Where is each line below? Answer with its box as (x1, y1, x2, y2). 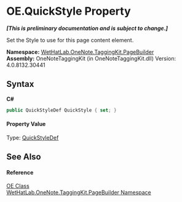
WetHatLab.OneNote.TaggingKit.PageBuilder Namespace (6, 189, 152, 196)
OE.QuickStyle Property (6, 4, 131, 18)
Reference (6, 168, 34, 176)
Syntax (6, 79, 34, 89)
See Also (6, 152, 41, 162)
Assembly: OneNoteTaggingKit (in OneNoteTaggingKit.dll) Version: (6, 54, 176, 62)
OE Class (6, 182, 30, 190)
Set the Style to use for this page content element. (6, 36, 134, 43)
